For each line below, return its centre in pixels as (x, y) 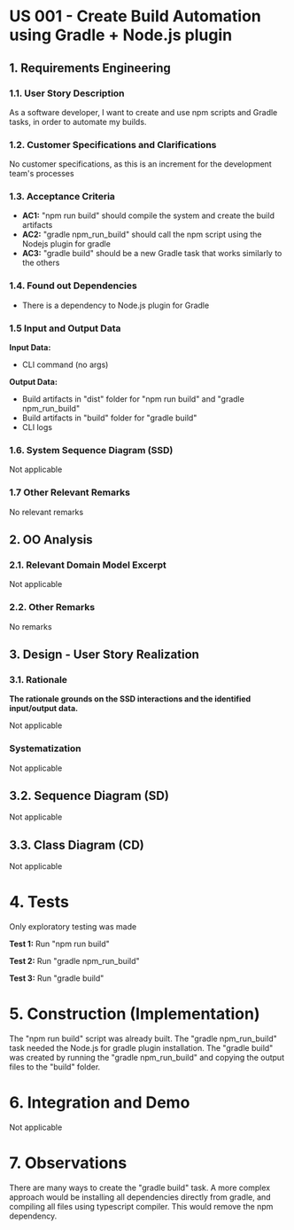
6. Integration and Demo (100, 1103)
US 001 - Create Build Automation (135, 16)
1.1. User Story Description (67, 93)
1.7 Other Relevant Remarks (70, 492)
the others (41, 262)
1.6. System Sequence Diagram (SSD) (91, 450)
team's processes (42, 174)
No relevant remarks (46, 512)
